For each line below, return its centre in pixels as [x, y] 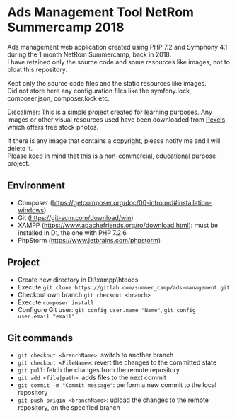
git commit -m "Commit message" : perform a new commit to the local [117, 385]
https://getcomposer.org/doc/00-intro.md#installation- [132, 202]
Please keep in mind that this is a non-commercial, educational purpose [112, 156]
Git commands [40, 338]
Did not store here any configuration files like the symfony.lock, [99, 91]
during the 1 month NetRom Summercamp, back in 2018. [89, 54]
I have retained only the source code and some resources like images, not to [118, 62]
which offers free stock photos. [53, 127]
